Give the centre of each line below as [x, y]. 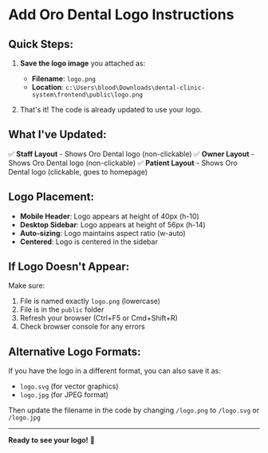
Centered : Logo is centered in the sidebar [89, 242]
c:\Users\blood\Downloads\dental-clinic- [135, 88]
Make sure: [27, 286]
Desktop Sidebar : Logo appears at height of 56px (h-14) [112, 224]
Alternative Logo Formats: [75, 351]
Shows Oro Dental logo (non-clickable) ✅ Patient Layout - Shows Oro [123, 163]
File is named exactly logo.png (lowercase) [90, 301]
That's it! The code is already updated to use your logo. [111, 110]
